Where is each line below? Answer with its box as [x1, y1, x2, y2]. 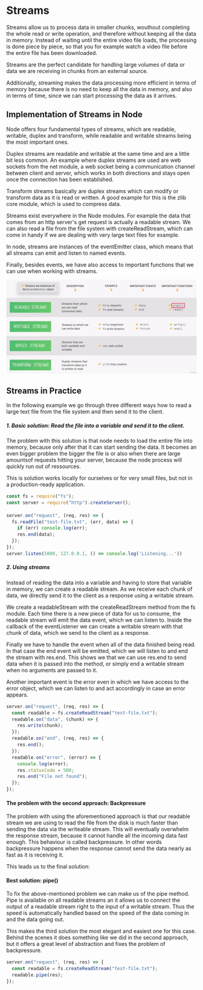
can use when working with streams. [6, 267, 98, 275]
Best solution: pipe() [6, 876, 59, 884]
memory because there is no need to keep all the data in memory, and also [6, 85, 192, 92]
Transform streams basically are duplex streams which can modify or [6, 187, 179, 194]
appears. [6, 691, 28, 698]
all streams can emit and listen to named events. [6, 249, 127, 257]
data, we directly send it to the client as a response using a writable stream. [6, 591, 195, 599]
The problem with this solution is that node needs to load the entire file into [6, 437, 193, 445]
